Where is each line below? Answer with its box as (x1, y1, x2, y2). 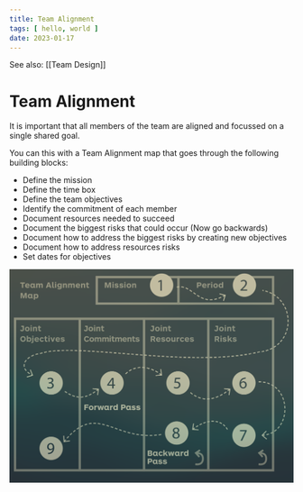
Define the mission (22, 175, 93, 186)
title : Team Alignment (9, 14, 95, 23)
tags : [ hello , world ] (9, 23, 99, 33)
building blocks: (9, 158, 69, 169)
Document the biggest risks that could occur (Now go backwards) (22, 223, 269, 233)
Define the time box (22, 185, 96, 196)
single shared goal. (9, 131, 80, 141)
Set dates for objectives (22, 251, 111, 262)
